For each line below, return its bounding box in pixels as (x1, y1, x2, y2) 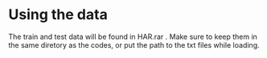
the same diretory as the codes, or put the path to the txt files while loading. (8, 40, 260, 49)
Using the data (8, 6, 109, 24)
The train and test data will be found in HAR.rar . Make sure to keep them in (8, 32, 257, 41)
